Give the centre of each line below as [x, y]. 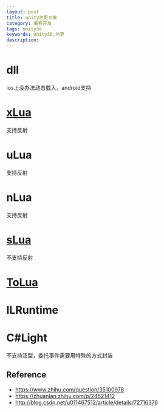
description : [23, 40]
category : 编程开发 [29, 23]
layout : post [23, 12]
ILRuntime [32, 310]
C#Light [27, 338]
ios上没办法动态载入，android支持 [49, 87]
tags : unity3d [24, 29]
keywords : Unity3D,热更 [36, 35]
